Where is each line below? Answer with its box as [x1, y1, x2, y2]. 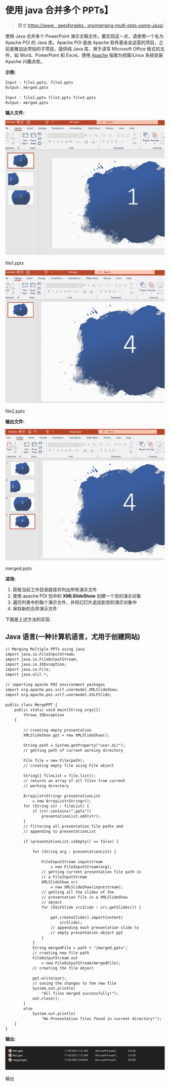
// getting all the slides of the [41, 890, 114, 895]
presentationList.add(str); [41, 814, 101, 819]
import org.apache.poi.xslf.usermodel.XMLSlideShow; [5, 687, 119, 693]
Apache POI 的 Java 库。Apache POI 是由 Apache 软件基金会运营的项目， [5, 39, 159, 46]
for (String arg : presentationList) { [32, 849, 116, 855]
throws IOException [23, 712, 65, 718]
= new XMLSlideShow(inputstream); [50, 884, 123, 890]
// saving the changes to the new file [32, 981, 116, 986]
